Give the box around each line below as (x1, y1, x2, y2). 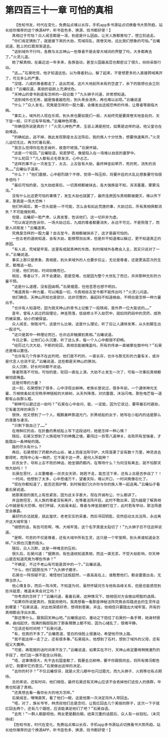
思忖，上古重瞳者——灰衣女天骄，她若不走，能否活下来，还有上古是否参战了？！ (23, 471, 162, 476)
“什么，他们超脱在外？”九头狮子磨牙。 (12, 567, 80, 572)
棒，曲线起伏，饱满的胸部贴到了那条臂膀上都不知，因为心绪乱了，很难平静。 (5, 620, 140, 626)
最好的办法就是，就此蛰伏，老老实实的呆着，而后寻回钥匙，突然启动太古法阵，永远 (12, 514, 158, 519)
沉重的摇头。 (24, 540, 47, 545)
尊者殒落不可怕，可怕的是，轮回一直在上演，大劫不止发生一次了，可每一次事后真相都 (12, 370, 161, 375)
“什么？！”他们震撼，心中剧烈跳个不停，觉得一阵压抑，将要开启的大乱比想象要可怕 (12, 172, 158, 177)
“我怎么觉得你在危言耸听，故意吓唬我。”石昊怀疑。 (12, 145, 101, 150)
